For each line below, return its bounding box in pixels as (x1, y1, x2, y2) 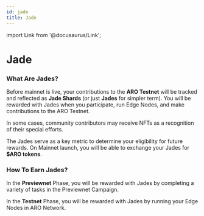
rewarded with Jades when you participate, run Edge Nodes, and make (6, 101, 185, 108)
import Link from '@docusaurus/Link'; (6, 31, 102, 38)
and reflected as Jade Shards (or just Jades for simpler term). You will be (6, 94, 191, 102)
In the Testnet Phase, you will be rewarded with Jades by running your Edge (6, 198, 199, 205)
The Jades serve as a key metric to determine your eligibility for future (6, 138, 183, 145)
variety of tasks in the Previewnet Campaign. (6, 186, 119, 193)
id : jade (6, 9, 29, 15)
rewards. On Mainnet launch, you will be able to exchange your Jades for (6, 144, 190, 151)
